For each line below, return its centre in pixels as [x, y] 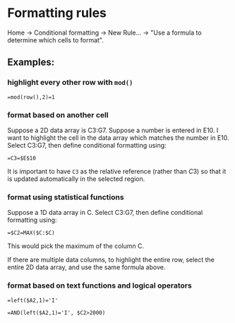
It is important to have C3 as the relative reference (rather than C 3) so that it [117, 171]
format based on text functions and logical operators [100, 286]
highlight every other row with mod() [70, 83]
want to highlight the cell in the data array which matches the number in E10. [118, 137]
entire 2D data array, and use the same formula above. [86, 267]
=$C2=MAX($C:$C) [31, 233]
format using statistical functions [66, 197]
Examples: [31, 63]
